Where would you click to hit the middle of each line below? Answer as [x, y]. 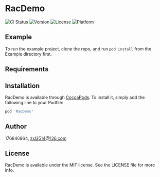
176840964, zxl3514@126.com [36, 138]
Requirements [27, 69]
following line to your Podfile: [34, 102]
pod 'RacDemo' [19, 111]
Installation [22, 86]
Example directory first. [28, 54]
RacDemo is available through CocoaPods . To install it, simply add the [75, 97]
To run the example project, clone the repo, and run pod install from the [78, 48]
